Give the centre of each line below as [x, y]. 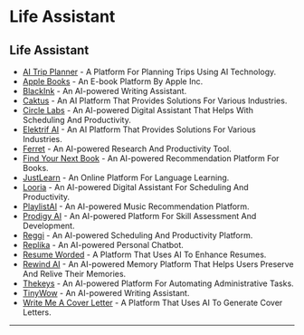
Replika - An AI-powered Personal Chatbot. [103, 245]
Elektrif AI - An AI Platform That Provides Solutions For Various [139, 129]
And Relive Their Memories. [74, 274]
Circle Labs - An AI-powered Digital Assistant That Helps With [138, 110]
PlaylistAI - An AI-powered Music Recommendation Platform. [136, 206]
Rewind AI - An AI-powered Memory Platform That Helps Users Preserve [158, 264]
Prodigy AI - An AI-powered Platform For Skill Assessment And [139, 216]
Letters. [37, 312]
